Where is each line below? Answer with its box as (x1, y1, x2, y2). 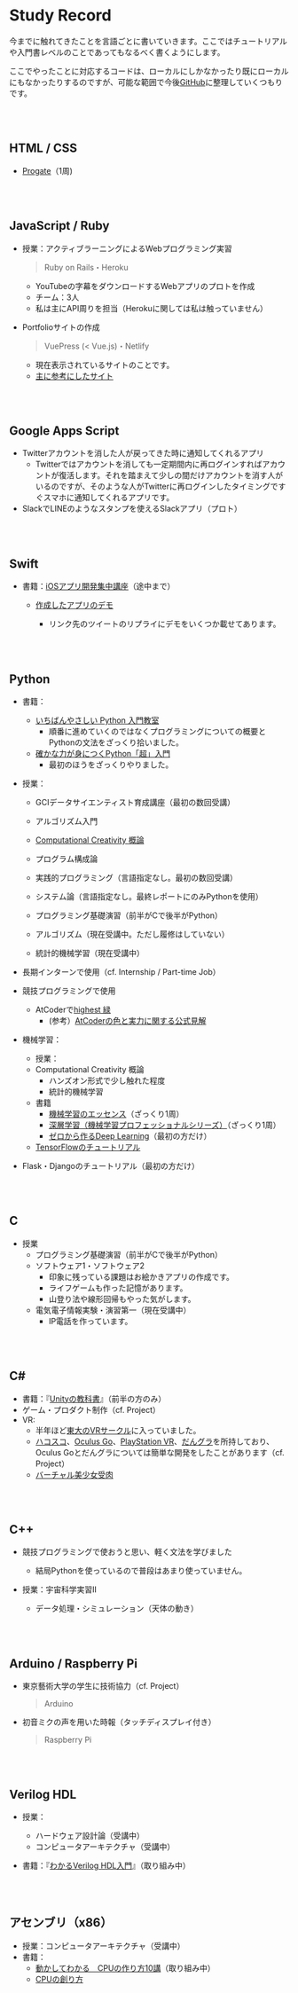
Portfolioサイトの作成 (21, 321, 100, 333)
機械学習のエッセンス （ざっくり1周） (48, 1109, 184, 1118)
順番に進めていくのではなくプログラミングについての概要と (48, 726, 266, 736)
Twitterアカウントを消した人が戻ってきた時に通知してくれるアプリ (21, 448, 264, 459)
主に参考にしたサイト (35, 370, 114, 381)
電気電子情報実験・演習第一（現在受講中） (35, 1305, 192, 1315)
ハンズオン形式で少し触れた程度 (48, 1075, 166, 1086)
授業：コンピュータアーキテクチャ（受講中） (21, 1940, 185, 1951)
